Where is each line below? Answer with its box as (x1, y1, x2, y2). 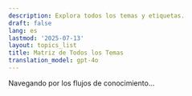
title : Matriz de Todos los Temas (8, 49, 125, 57)
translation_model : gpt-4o (8, 57, 99, 65)
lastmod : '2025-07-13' (8, 34, 84, 42)
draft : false (8, 19, 52, 27)
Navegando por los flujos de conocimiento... (8, 78, 155, 88)
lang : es (8, 26, 38, 34)
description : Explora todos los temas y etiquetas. (8, 11, 185, 20)
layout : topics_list (8, 42, 78, 50)
